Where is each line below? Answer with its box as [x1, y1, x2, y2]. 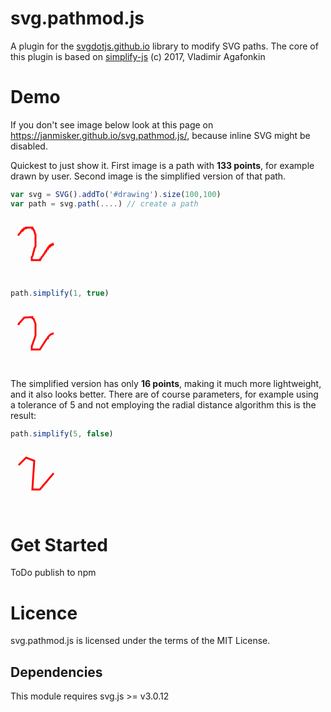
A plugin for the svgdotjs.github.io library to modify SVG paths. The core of [10, 40, 319, 52]
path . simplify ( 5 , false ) [10, 428, 114, 439]
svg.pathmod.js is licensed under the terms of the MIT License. [10, 635, 271, 647]
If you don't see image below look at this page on [10, 118, 214, 131]
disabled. [10, 140, 48, 152]
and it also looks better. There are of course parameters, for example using [10, 388, 319, 400]
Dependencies [10, 663, 103, 681]
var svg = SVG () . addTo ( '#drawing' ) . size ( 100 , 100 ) [10, 189, 222, 199]
